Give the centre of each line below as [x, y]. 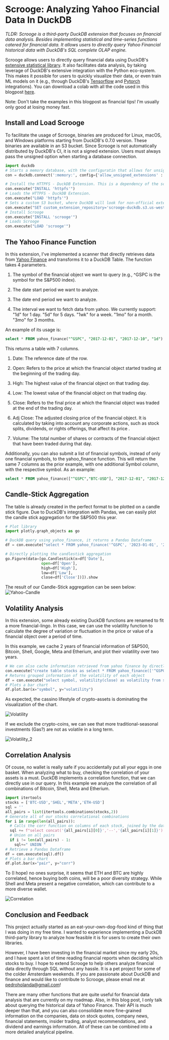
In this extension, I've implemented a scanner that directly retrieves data [80, 254]
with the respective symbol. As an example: [50, 469]
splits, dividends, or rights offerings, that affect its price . [71, 428]
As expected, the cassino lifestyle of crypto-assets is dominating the [76, 699]
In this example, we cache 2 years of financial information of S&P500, [77, 646]
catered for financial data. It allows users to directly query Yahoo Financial [83, 44]
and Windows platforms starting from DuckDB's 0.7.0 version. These [76, 140]
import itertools [23, 798]
